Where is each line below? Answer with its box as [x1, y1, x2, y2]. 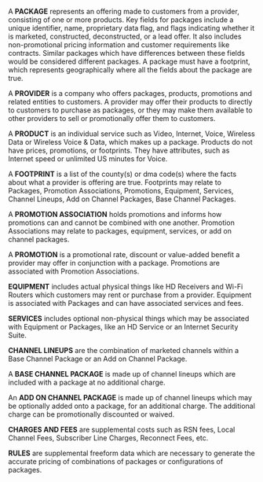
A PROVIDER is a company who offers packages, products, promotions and [8, 89, 253, 98]
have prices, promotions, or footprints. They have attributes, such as [8, 145, 230, 155]
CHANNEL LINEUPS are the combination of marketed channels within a [8, 346, 239, 355]
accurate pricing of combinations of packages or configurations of [8, 457, 224, 466]
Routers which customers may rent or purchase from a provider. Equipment [8, 290, 252, 300]
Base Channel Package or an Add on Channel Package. [8, 354, 188, 363]
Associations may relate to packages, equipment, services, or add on [8, 226, 232, 235]
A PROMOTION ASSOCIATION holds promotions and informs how [8, 210, 222, 219]
